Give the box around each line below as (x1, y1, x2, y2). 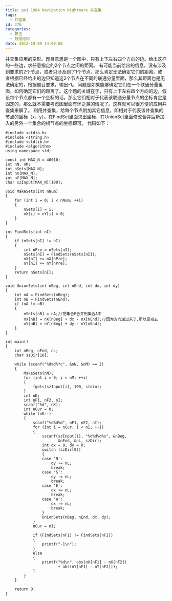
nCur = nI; (32, 523, 56, 529)
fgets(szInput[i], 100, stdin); (32, 384, 102, 389)
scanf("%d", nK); (24, 402, 60, 407)
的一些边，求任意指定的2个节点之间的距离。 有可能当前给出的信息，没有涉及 (5, 62, 166, 68)
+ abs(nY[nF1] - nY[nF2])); (58, 564, 118, 569)
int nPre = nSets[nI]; (24, 247, 72, 252)
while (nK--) (24, 411, 52, 416)
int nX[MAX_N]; (5, 171, 38, 176)
